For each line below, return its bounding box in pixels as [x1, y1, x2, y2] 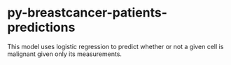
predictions [7, 19, 76, 35]
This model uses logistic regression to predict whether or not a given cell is [7, 42, 224, 50]
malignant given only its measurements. [7, 50, 122, 58]
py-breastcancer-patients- [7, 5, 168, 21]
